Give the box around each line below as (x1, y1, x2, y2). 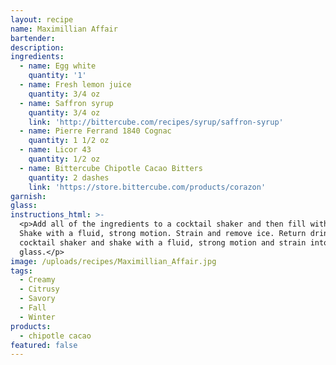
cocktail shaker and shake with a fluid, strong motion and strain (19, 237, 307, 248)
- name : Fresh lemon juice (19, 80, 132, 90)
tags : (10, 266, 33, 276)
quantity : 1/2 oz (28, 154, 101, 164)
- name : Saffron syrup (19, 98, 114, 108)
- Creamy (19, 275, 56, 285)
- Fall (19, 303, 47, 313)
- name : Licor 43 (19, 145, 92, 155)
